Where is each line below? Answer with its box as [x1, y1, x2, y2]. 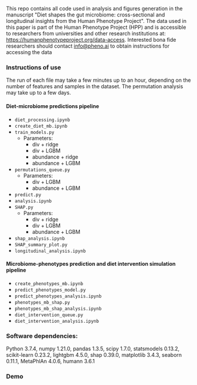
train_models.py [14, 129, 55, 135]
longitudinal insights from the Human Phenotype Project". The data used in [6, 18, 186, 24]
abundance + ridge [32, 153, 79, 160]
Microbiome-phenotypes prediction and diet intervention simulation [6, 260, 176, 267]
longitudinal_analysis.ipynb [14, 248, 86, 254]
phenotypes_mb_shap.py [14, 299, 70, 305]
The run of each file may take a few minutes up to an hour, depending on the [6, 76, 191, 84]
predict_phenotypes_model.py [14, 287, 86, 293]
